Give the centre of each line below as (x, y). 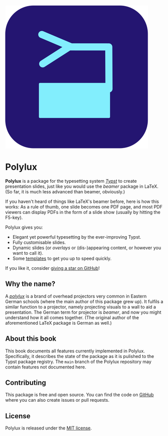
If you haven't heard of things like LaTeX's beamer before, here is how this (82, 201)
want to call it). (28, 253)
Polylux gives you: (24, 227)
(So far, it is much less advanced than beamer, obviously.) (65, 191)
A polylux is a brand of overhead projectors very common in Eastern (76, 296)
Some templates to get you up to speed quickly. (62, 258)
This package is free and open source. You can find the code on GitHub (80, 395)
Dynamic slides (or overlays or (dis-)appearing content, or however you (87, 248)
